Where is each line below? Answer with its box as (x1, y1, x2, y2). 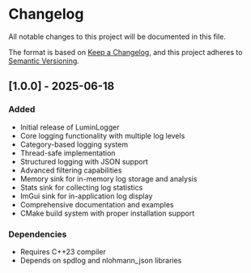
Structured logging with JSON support (19, 156, 148, 166)
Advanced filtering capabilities (19, 165, 122, 175)
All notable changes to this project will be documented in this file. (8, 32, 227, 41)
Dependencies (8, 228, 67, 240)
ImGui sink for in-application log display (19, 191, 153, 201)
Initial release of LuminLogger (19, 122, 120, 132)
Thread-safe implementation (19, 147, 116, 158)
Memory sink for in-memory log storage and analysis (19, 173, 198, 183)
